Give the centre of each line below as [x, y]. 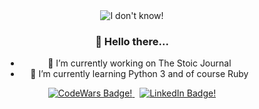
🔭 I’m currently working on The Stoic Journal [139, 63]
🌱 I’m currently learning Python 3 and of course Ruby [139, 74]
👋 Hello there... [132, 41]
